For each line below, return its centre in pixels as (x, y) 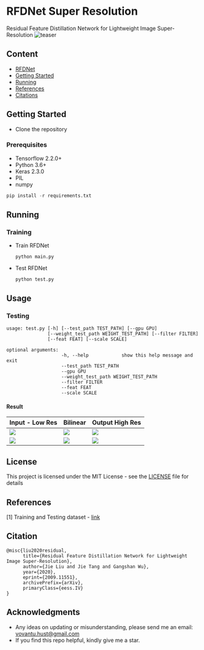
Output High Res (116, 423)
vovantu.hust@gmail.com (47, 633)
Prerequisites (27, 145)
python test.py (35, 280)
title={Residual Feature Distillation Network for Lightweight (105, 556)
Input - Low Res (33, 423)
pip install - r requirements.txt (49, 195)
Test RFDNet (31, 268)
